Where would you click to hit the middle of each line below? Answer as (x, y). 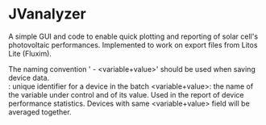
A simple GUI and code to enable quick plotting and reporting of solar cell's (133, 36)
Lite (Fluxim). (30, 53)
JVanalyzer (47, 14)
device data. (29, 77)
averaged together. (40, 112)
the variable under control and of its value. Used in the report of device (126, 94)
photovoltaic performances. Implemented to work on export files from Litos (133, 44)
